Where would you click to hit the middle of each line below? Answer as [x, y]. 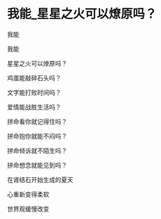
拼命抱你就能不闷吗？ [37, 136]
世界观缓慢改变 [28, 209]
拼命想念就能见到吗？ [37, 165]
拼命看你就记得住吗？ [37, 121]
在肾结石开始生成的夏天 [40, 179]
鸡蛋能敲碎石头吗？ [34, 78]
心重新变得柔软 [28, 194]
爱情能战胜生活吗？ [34, 107]
